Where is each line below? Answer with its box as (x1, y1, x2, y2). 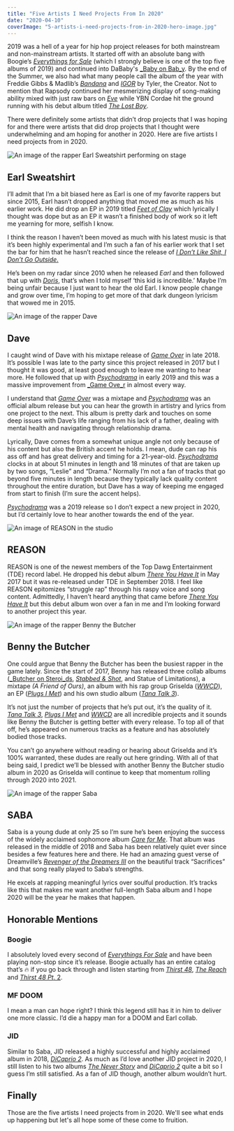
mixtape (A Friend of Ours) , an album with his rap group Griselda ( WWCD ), (7, 682, 222, 690)
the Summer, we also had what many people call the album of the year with (7, 72, 224, 80)
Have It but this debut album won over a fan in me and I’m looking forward (7, 599, 221, 608)
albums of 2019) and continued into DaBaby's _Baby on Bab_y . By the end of (7, 64, 227, 73)
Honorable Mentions (7, 913, 98, 926)
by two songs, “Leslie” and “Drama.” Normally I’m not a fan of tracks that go (7, 467, 226, 475)
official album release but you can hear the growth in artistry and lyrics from (7, 402, 226, 409)
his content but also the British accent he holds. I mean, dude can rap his (7, 445, 217, 453)
